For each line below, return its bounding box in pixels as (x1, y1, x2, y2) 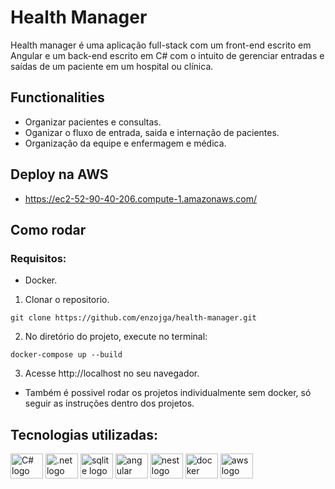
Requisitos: (10, 251, 67, 265)
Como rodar (10, 221, 87, 238)
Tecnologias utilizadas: (10, 426, 158, 443)
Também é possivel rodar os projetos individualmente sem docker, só (24, 387, 312, 399)
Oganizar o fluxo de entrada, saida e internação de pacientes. (24, 126, 280, 138)
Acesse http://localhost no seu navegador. (24, 367, 200, 380)
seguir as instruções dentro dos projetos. (24, 397, 195, 410)
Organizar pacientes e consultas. (24, 116, 162, 128)
